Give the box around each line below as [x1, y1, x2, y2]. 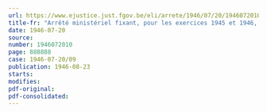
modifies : [8, 77, 41, 85]
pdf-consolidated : [8, 92, 69, 100]
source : [8, 33, 34, 42]
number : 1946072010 [8, 41, 73, 49]
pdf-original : [8, 84, 56, 93]
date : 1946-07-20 [8, 26, 66, 34]
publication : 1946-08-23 [8, 63, 91, 71]
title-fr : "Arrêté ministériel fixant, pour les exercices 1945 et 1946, [8, 19, 258, 27]
